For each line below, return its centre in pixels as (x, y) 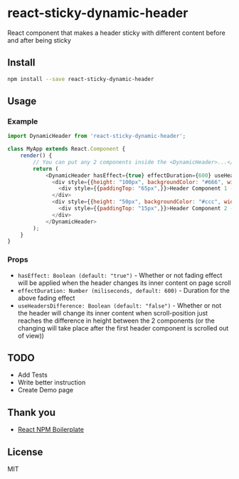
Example (23, 121)
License (25, 452)
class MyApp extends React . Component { (67, 149)
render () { (36, 156)
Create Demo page (45, 390)
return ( (46, 168)
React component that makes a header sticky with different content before (116, 33)
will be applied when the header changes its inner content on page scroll (124, 283)
